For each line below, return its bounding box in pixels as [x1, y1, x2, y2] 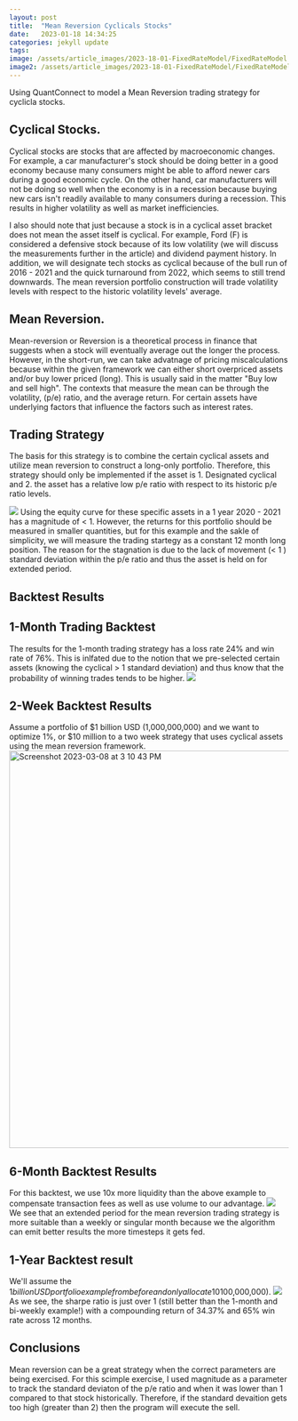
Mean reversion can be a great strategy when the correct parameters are [9, 1364, 277, 1375]
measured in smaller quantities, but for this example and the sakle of [9, 526, 260, 536]
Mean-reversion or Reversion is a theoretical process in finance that [9, 335, 257, 346]
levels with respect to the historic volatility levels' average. [9, 285, 223, 296]
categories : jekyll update [9, 37, 109, 47]
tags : [9, 46, 29, 55]
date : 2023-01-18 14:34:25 [9, 29, 117, 38]
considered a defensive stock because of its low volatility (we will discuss [9, 238, 279, 249]
